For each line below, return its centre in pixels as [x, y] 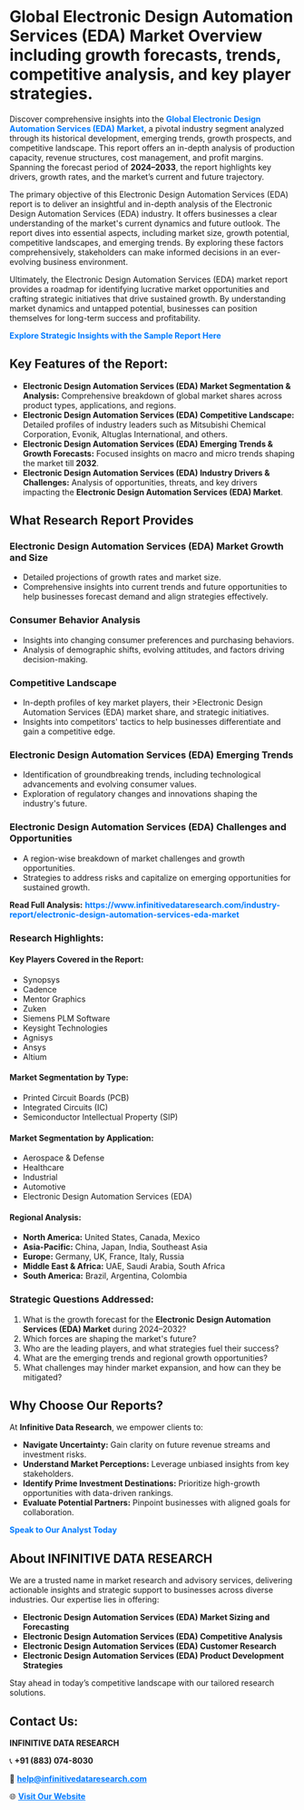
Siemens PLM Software [66, 1018]
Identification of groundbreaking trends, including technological [142, 775]
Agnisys [38, 1037]
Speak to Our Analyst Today [64, 1530]
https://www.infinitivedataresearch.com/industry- [182, 905]
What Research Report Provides [102, 520]
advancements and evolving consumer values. [109, 784]
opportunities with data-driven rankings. [98, 1493]
